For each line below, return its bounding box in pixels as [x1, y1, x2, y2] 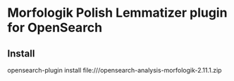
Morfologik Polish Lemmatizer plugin [7, 5, 228, 21]
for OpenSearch [7, 20, 103, 36]
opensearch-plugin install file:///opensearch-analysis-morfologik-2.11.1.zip [7, 66, 222, 74]
